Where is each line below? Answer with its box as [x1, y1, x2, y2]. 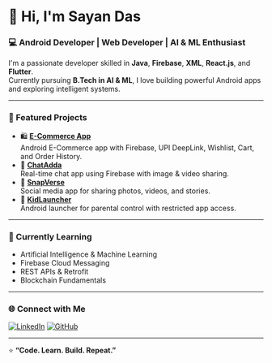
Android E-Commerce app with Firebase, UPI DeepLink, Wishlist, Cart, [19, 142, 255, 153]
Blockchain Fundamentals [19, 275, 107, 285]
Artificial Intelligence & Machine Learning [19, 249, 158, 259]
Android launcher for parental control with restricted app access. [19, 203, 236, 213]
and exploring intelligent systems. [8, 84, 121, 94]
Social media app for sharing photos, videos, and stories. [19, 186, 210, 196]
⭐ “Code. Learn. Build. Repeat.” [8, 345, 117, 356]
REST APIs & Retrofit [19, 267, 89, 277]
